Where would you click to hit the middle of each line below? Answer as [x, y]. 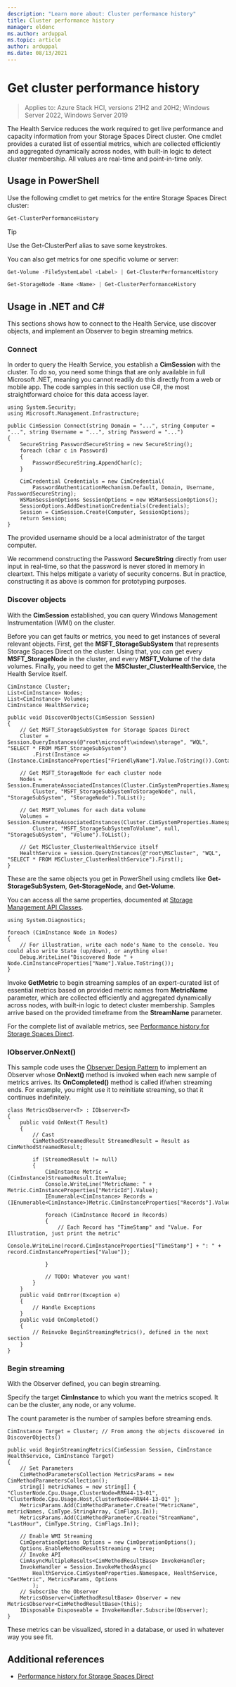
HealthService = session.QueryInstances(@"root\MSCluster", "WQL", [120, 853]
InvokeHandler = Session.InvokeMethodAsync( [86, 1567]
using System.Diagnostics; [47, 920]
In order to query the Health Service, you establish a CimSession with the [114, 364]
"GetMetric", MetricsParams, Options [63, 1580]
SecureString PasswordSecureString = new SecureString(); [106, 445]
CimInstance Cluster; [39, 687]
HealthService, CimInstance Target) [61, 1456]
